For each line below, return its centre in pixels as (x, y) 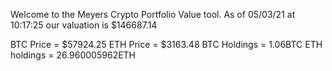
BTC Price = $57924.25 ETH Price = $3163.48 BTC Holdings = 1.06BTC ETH (166, 44)
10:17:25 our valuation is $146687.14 (84, 25)
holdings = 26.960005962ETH (73, 55)
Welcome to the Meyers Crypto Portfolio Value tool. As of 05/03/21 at (153, 14)
